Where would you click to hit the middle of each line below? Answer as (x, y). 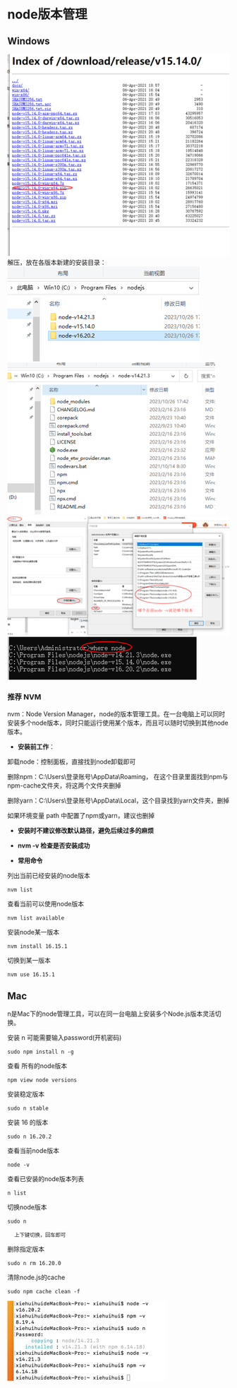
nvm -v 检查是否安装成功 (54, 846)
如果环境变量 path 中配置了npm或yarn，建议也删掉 (81, 815)
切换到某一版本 (29, 960)
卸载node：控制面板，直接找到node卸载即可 (72, 761)
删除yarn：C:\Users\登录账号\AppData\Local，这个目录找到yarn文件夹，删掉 (119, 800)
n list (17, 1193)
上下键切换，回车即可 (40, 1235)
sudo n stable (28, 1109)
